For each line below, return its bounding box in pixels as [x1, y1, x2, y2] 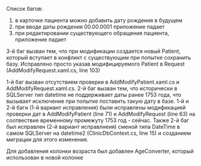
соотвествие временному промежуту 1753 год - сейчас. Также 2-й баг [6, 117, 190, 124]
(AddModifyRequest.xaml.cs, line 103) [6, 67, 100, 74]
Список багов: [6, 5, 43, 12]
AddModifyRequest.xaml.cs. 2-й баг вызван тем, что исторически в [6, 85, 178, 92]
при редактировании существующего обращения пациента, [14, 29, 170, 37]
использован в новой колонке [6, 154, 83, 161]
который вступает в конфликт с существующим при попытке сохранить [6, 54, 191, 61]
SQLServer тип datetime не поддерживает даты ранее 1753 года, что [6, 91, 182, 98]
